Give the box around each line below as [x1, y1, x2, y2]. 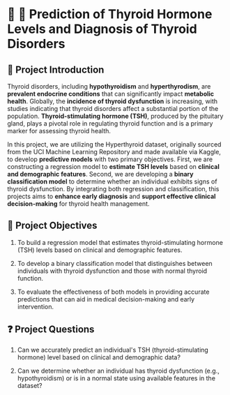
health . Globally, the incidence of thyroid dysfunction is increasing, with [7, 97, 218, 105]
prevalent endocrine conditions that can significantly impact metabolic [7, 90, 215, 98]
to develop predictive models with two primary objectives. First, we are [7, 155, 213, 163]
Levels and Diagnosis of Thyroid [7, 21, 197, 37]
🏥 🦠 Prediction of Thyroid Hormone [7, 6, 213, 22]
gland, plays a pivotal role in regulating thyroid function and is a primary [7, 119, 213, 128]
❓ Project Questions [7, 324, 95, 336]
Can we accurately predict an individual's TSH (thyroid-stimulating [17, 345, 209, 354]
